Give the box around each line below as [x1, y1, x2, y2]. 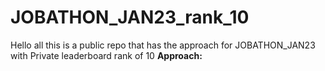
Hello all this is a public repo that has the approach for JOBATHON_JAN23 [10, 39, 316, 51]
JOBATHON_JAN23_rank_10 [10, 6, 250, 29]
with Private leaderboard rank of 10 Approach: [10, 49, 203, 61]
